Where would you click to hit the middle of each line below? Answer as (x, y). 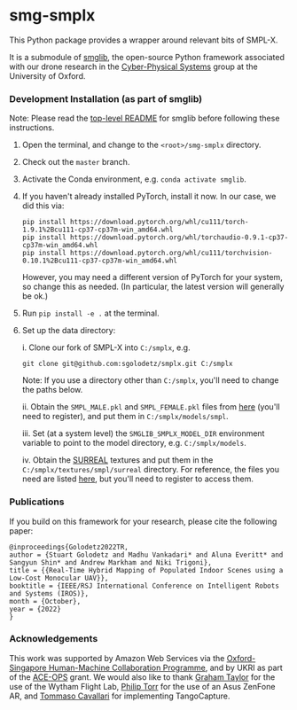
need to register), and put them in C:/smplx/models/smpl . (125, 417)
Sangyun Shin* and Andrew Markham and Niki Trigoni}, (111, 562)
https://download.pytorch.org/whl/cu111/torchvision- (171, 254)
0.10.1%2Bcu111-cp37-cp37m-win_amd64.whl (99, 261)
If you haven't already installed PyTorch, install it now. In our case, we (149, 197)
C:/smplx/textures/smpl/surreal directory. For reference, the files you (150, 470)
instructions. (32, 128)
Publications (37, 502)
